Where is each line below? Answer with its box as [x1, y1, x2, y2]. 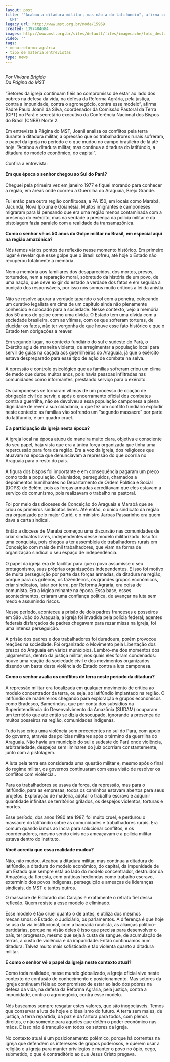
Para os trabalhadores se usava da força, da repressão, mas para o [5, 782, 145, 788]
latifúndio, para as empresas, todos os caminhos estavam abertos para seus [5, 787, 164, 793]
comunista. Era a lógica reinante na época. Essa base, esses [5, 587, 132, 594]
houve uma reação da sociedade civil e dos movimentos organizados [5, 658, 150, 664]
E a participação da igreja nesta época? [5, 425, 90, 431]
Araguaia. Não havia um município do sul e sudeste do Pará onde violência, [5, 739, 163, 745]
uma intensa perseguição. [5, 625, 60, 631]
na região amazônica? [5, 236, 53, 242]
